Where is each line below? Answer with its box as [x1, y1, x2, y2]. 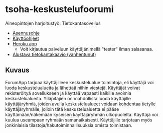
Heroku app [12, 40, 37, 46]
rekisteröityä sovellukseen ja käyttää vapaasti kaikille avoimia [5, 90, 131, 96]
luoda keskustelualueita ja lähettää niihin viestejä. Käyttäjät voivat [5, 85, 140, 91]
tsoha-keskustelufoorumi [5, 4, 114, 15]
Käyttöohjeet [12, 35, 39, 41]
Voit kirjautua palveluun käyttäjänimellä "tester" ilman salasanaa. [20, 46, 153, 52]
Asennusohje [12, 30, 40, 36]
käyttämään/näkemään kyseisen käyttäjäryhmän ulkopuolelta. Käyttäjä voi [5, 111, 158, 117]
